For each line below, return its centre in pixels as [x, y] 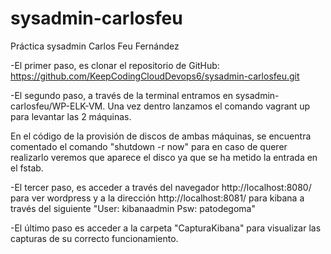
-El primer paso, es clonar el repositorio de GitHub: [115, 65]
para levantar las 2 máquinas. [71, 116]
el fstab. [27, 168]
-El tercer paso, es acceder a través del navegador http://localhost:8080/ [161, 187]
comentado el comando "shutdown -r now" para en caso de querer [149, 146]
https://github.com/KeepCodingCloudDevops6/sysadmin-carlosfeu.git [155, 76]
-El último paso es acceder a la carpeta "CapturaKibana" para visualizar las [166, 228]
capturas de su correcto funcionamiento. [94, 238]
